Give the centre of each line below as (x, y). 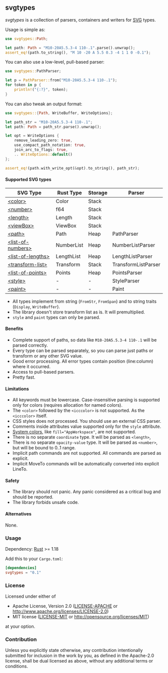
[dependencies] (21, 568)
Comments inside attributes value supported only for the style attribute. (87, 427)
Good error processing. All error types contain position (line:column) (83, 361)
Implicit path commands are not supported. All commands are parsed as (87, 453)
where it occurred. (31, 366)
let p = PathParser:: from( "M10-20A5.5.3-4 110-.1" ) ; (61, 80)
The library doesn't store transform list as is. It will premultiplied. (78, 312)
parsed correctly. (30, 345)
